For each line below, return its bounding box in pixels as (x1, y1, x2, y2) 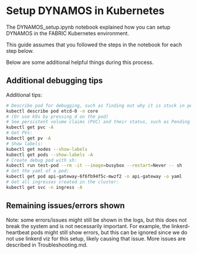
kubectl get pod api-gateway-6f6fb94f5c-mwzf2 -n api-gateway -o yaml (6, 174, 182, 180)
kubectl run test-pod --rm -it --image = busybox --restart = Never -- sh (6, 162, 182, 168)
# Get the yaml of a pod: (6, 168, 69, 174)
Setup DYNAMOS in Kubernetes (6, 4, 165, 18)
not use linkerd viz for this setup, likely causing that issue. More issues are (6, 235, 186, 242)
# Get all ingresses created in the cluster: (6, 179, 119, 185)
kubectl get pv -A (6, 136, 51, 141)
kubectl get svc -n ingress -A (6, 184, 83, 190)
